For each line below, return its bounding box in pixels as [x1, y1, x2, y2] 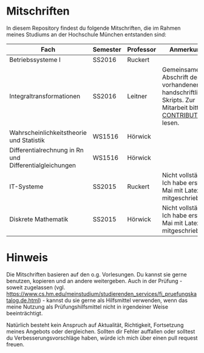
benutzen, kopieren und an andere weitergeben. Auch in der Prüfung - [6, 277, 183, 284]
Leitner [127, 92, 148, 100]
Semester [92, 45, 121, 53]
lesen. [161, 118, 180, 127]
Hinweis [6, 251, 49, 265]
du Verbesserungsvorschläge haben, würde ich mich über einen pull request [6, 334, 198, 341]
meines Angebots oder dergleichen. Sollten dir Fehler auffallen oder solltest [6, 327, 195, 335]
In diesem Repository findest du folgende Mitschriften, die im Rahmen [6, 24, 181, 32]
